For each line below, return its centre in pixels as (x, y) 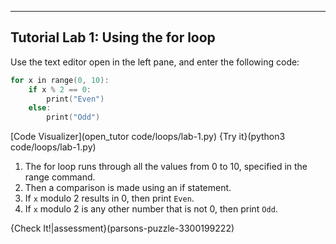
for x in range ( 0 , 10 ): (60, 80)
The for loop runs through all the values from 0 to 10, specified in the (166, 167)
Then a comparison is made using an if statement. (128, 188)
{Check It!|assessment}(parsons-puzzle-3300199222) (122, 228)
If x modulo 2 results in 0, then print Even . (109, 198)
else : (40, 108)
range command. (60, 177)
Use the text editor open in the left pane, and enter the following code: (155, 62)
